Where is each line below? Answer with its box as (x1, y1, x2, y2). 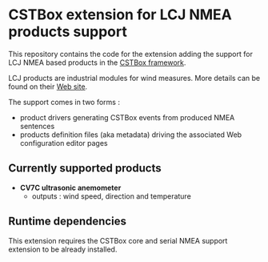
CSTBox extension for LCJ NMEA (8, 6, 232, 24)
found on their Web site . (8, 82, 88, 91)
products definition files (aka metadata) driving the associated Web (19, 130, 242, 139)
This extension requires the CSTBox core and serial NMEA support (8, 236, 228, 245)
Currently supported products (8, 162, 162, 175)
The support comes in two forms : (8, 97, 120, 107)
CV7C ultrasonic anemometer (19, 183, 122, 192)
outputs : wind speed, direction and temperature (31, 191, 192, 201)
